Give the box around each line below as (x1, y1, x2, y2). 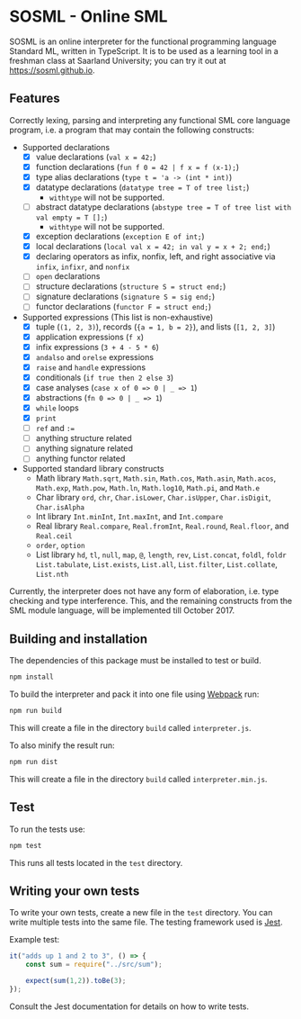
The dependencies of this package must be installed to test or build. (9, 655, 262, 666)
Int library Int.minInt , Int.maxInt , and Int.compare (35, 511, 224, 522)
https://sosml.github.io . (9, 65, 95, 76)
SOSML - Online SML (9, 6, 168, 27)
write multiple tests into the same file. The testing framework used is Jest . (9, 916, 283, 928)
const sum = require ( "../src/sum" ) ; (25, 960, 164, 969)
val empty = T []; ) (35, 212, 108, 222)
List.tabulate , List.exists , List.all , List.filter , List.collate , (35, 559, 279, 570)
